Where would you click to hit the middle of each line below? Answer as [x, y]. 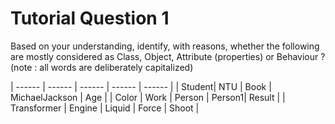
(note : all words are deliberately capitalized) [102, 67]
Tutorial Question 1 [90, 18]
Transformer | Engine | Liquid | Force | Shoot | [105, 108]
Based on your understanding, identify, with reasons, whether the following [165, 46]
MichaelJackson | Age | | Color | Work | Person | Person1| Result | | [148, 97]
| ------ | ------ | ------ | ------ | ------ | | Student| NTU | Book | [141, 86]
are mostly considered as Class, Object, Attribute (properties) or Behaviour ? [168, 56]
